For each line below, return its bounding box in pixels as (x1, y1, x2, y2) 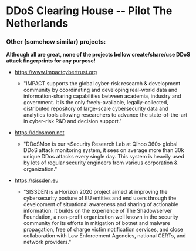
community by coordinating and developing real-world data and (23, 87, 178, 94)
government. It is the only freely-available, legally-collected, (23, 99, 169, 106)
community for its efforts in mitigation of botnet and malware (23, 220, 170, 227)
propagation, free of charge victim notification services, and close (23, 226, 184, 233)
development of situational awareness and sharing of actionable (23, 201, 179, 208)
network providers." (23, 239, 72, 246)
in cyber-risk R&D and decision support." (23, 118, 122, 125)
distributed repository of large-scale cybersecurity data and (23, 105, 168, 113)
